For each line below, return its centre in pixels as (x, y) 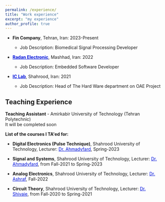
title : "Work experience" (32, 14)
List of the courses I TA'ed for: (37, 134)
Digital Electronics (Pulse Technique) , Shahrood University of (76, 144)
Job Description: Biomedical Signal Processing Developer (79, 47)
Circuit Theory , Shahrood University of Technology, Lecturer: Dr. (79, 189)
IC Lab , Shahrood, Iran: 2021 (41, 77)
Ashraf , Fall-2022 (30, 179)
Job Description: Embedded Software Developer (69, 67)
